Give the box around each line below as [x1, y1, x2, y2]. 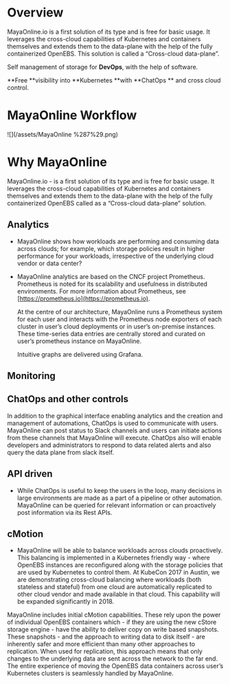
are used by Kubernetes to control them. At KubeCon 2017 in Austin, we [16, 569, 220, 577]
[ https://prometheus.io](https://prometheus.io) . [16, 294, 150, 302]
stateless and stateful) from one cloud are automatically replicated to [16, 583, 212, 591]
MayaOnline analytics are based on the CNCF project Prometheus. [16, 272, 205, 280]
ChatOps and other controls [7, 393, 129, 405]
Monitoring [7, 370, 56, 382]
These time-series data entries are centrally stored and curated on [16, 329, 206, 338]
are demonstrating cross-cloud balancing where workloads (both [16, 575, 202, 584]
